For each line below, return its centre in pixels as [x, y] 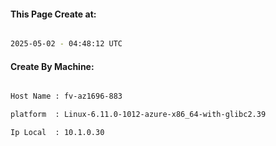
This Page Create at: [53, 14]
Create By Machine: [52, 66]
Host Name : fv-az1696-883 [66, 96]
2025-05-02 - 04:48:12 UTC [66, 44]
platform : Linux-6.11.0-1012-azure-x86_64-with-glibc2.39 [138, 115]
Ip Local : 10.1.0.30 [57, 133]
